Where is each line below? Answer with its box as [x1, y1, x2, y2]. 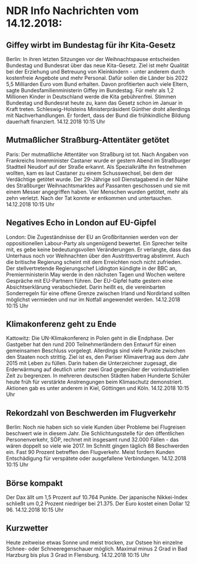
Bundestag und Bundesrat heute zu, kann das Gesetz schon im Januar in [6, 99, 183, 106]
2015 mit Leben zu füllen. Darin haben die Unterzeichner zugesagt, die [6, 360, 178, 367]
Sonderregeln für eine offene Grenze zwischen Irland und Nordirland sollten [6, 289, 190, 296]
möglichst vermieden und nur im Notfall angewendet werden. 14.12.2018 [6, 296, 181, 303]
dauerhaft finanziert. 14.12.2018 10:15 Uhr [6, 118, 106, 125]
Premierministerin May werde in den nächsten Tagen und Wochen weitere [6, 271, 185, 278]
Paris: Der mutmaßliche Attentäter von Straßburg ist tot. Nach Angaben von [6, 151, 189, 158]
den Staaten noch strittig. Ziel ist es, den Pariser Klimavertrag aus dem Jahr [6, 353, 189, 361]
